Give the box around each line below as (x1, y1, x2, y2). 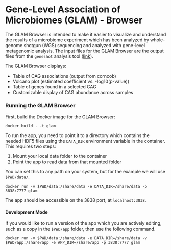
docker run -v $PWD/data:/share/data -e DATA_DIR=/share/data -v (5, 236, 147, 241)
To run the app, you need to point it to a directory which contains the (5, 132, 150, 139)
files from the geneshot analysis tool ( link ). (5, 53, 93, 59)
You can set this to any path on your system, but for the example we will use (5, 169, 166, 175)
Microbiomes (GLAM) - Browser (5, 14, 143, 26)
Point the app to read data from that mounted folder (12, 158, 121, 165)
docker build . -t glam (5, 124, 56, 129)
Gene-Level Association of (5, 4, 121, 15)
